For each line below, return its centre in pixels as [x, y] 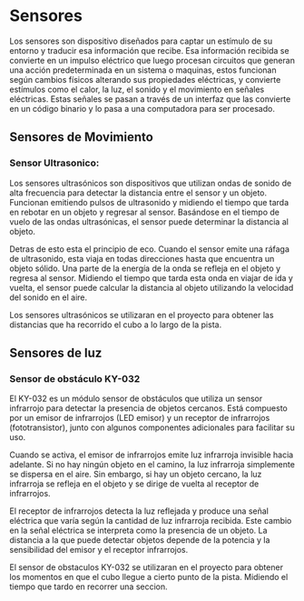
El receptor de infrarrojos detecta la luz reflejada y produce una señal [139, 511]
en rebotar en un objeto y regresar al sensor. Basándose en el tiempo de [144, 212]
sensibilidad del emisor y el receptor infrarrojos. [99, 550]
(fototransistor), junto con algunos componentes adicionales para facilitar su [152, 427]
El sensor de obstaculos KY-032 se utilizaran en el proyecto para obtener [147, 567]
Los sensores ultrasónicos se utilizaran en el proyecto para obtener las [142, 315]
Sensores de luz [56, 353]
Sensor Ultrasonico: [54, 163]
